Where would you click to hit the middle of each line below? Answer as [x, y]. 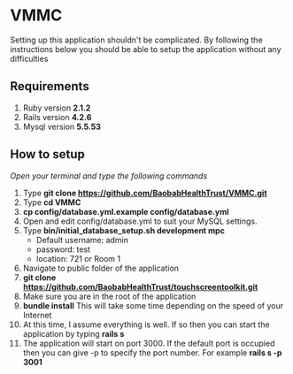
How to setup [47, 154]
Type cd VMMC [52, 202]
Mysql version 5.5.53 [62, 126]
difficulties [29, 58]
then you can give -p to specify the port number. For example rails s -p [152, 352]
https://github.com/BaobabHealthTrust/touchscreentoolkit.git [140, 286]
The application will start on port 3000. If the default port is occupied [149, 343]
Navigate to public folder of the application [101, 268]
